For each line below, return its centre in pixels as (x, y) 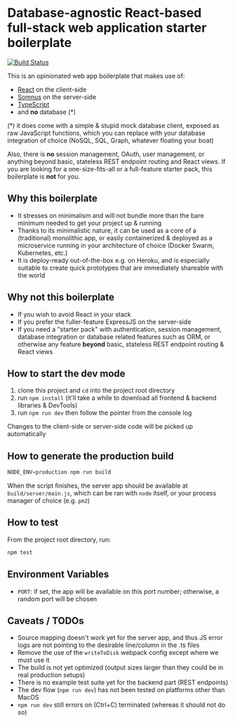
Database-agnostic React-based (105, 13)
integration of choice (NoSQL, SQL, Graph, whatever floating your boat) (110, 140)
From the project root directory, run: (59, 540)
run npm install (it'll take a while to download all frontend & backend (117, 398)
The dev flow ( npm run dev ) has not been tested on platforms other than (121, 690)
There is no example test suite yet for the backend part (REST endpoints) (123, 682)
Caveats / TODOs (46, 621)
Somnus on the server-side (57, 97)
